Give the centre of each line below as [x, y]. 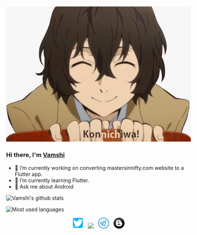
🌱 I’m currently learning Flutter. [52, 180]
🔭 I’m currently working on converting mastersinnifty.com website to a [99, 167]
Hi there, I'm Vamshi [35, 155]
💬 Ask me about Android [44, 186]
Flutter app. [28, 174]
